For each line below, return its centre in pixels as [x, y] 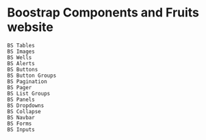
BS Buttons [23, 69]
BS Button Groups [32, 75]
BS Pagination [27, 81]
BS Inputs [21, 129]
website [30, 27]
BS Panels [21, 100]
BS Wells [20, 57]
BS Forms [20, 124]
